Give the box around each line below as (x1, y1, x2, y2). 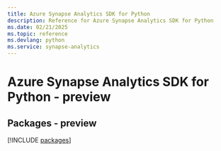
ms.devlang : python (7, 37, 65, 44)
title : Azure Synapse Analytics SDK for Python (7, 10, 151, 18)
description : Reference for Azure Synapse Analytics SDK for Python (7, 17, 214, 24)
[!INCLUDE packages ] (7, 136, 72, 144)
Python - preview (7, 89, 111, 105)
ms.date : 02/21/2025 (7, 23, 69, 30)
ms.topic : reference (7, 30, 69, 38)
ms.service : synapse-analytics (7, 43, 100, 50)
